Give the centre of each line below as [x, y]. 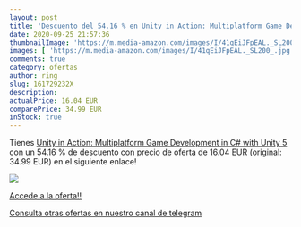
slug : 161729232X [42, 84]
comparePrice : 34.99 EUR [56, 109]
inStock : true [36, 117]
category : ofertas [43, 68]
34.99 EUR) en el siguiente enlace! [73, 162]
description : [34, 92]
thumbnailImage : [39, 42]
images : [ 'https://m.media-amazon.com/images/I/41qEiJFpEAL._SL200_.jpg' [152, 51]
